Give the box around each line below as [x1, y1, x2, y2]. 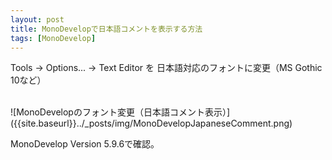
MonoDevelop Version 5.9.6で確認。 [10, 138, 160, 150]
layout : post [10, 14, 65, 25]
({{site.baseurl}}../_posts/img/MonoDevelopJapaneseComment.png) [10, 117, 293, 130]
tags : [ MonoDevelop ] [10, 33, 97, 43]
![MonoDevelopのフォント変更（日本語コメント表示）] [10, 106, 231, 118]
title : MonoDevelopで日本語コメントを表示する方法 [10, 24, 203, 34]
